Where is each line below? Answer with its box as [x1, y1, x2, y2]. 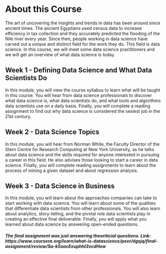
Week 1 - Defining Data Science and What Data [5, 66, 152, 75]
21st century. [5, 113, 32, 119]
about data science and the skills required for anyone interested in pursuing [5, 152, 160, 158]
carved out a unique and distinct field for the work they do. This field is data [5, 41, 160, 47]
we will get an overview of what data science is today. [5, 51, 115, 58]
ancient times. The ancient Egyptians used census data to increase [5, 25, 142, 31]
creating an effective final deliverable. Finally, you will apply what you [5, 216, 147, 222]
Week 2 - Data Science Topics [5, 128, 100, 136]
